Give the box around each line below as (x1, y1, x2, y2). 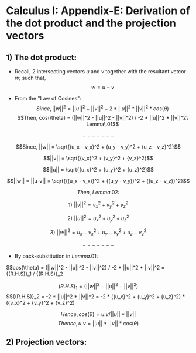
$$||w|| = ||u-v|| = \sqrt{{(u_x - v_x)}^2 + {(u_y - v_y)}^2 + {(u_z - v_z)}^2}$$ (6, 177, 190, 184)
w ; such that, (14, 75, 46, 81)
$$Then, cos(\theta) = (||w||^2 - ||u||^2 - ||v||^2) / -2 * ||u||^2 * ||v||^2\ (17, 114, 188, 121)
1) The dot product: (6, 52, 77, 62)
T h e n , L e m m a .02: (77, 189, 120, 196)
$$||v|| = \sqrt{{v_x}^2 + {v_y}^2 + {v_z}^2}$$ (43, 154, 153, 162)
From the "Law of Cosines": (14, 95, 82, 102)
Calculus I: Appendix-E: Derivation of (6, 4, 191, 18)
